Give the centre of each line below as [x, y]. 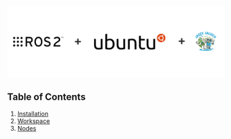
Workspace [34, 121]
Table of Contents [47, 97]
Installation [33, 114]
